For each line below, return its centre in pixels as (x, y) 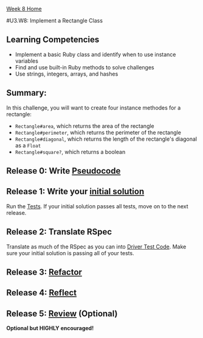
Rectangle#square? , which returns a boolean (70, 152)
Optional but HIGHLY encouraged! (50, 328)
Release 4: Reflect (42, 293)
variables (26, 61)
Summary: (26, 93)
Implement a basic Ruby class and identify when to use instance (95, 54)
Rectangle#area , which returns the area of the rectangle (85, 126)
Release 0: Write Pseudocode (64, 171)
